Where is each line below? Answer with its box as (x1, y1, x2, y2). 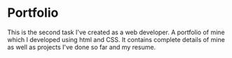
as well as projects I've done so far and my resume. (7, 43, 156, 51)
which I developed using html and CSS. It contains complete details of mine (7, 35, 226, 43)
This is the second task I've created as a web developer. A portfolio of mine (7, 28, 226, 36)
